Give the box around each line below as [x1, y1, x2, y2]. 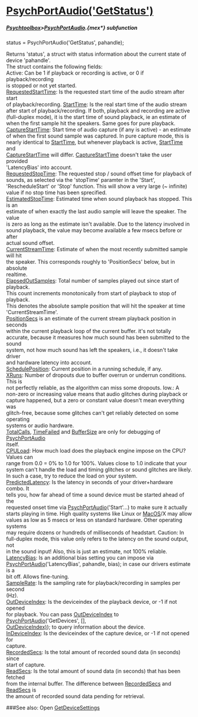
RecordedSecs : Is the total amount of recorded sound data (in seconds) [6, 649, 181, 656]
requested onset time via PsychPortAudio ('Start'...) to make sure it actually [6, 504, 188, 511]
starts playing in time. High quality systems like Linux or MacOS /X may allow [6, 510, 192, 517]
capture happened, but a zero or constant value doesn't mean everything [6, 397, 185, 404]
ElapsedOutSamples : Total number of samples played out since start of [6, 277, 179, 284]
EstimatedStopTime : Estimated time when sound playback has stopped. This [6, 196, 192, 203]
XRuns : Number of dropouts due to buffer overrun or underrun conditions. [6, 372, 187, 379]
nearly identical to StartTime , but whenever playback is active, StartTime [6, 139, 183, 146]
